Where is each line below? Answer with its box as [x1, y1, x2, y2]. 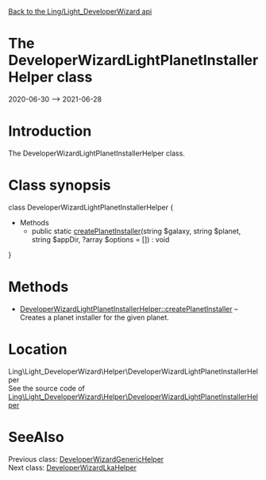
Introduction [8, 122, 92, 140]
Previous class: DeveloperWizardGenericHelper [8, 454, 164, 463]
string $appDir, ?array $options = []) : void [31, 234, 170, 244]
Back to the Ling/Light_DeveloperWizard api [8, 7, 152, 16]
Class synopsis [8, 176, 111, 194]
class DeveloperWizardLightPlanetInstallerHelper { [8, 202, 174, 212]
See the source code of [8, 383, 86, 393]
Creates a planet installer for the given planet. [19, 313, 169, 322]
